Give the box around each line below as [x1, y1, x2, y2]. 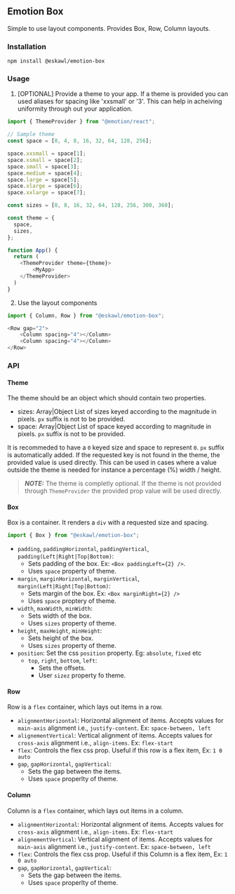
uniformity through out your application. [17, 104, 133, 113]
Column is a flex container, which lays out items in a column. [7, 806, 184, 815]
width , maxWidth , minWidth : [17, 604, 93, 613]
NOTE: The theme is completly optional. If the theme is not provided [24, 480, 222, 488]
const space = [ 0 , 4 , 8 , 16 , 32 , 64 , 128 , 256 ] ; [7, 137, 152, 144]
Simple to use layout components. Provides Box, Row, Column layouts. [7, 24, 210, 32]
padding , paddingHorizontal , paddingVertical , [17, 545, 149, 553]
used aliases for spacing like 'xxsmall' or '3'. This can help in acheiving [17, 97, 222, 106]
